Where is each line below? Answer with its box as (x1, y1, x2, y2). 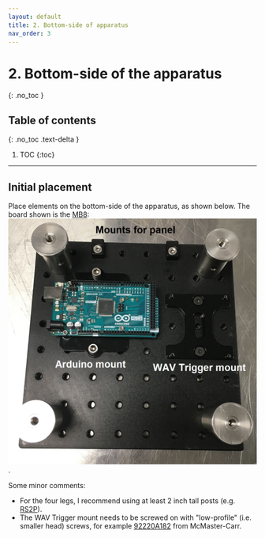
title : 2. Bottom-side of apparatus (8, 21, 129, 29)
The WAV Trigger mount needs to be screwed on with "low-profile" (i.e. (19, 513, 252, 522)
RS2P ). (19, 504, 43, 513)
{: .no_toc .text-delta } (8, 134, 80, 144)
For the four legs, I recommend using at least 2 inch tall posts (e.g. (19, 495, 236, 506)
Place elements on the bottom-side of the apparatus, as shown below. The (8, 201, 251, 210)
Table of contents (8, 113, 96, 127)
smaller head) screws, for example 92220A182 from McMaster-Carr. (19, 521, 242, 530)
